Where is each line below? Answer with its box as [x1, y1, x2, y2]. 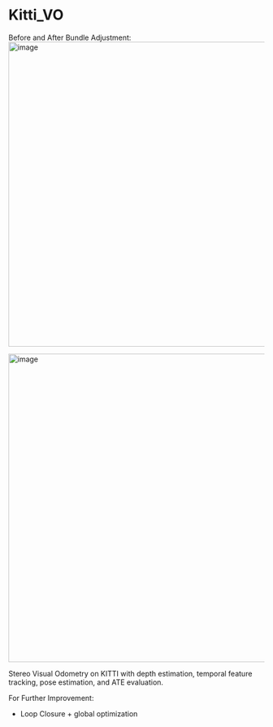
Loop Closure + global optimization [19, 708, 138, 718]
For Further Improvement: [8, 693, 94, 703]
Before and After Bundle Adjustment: [8, 33, 132, 42]
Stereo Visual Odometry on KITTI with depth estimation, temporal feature [8, 668, 253, 678]
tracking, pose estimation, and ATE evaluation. [8, 677, 164, 687]
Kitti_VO [8, 6, 64, 24]
